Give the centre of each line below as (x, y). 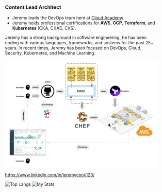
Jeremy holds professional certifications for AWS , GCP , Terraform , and (83, 23)
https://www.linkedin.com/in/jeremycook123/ (50, 175)
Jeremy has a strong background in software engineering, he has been (76, 37)
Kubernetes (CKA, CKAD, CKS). (44, 28)
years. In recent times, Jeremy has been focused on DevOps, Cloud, (73, 48)
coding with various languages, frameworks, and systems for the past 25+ (79, 43)
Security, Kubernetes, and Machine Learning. (50, 53)
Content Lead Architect (33, 7)
